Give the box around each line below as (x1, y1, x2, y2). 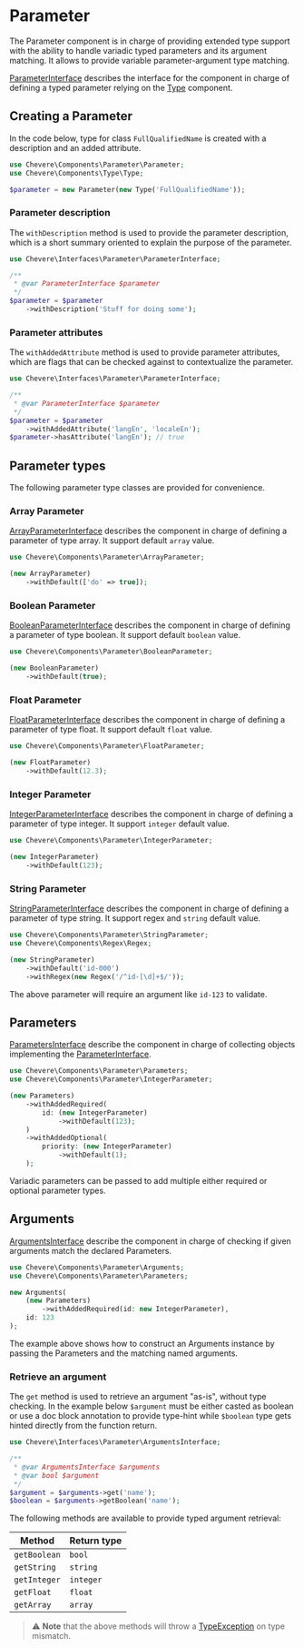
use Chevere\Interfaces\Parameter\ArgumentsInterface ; (9, 1438, 221, 1447)
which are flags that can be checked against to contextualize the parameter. (9, 357, 294, 368)
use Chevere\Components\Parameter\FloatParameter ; (9, 742, 205, 751)
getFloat (14, 1587, 52, 1598)
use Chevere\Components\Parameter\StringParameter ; (9, 930, 209, 940)
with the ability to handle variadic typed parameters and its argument (9, 45, 268, 56)
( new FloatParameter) (9, 758, 92, 767)
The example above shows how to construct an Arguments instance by (9, 1338, 275, 1349)
